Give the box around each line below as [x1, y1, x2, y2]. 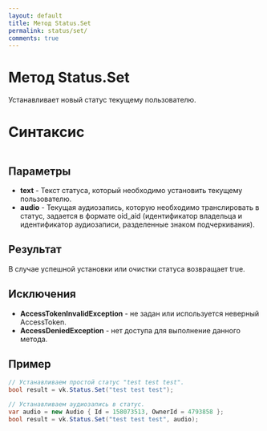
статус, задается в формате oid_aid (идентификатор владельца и [19, 211, 243, 220]
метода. [19, 334, 48, 344]
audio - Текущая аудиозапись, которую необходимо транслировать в [19, 202, 260, 212]
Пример [8, 357, 51, 371]
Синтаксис [8, 123, 85, 141]
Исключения [8, 288, 76, 301]
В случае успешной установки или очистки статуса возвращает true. [8, 264, 246, 273]
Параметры [8, 164, 71, 178]
